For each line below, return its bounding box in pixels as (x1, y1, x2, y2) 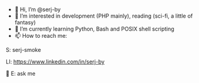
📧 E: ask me (6, 70, 36, 77)
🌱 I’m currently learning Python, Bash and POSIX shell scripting (14, 25, 174, 32)
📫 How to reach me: (14, 32, 68, 39)
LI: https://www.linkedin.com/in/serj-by (6, 58, 105, 65)
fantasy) (14, 19, 36, 26)
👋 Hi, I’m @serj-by (14, 6, 61, 13)
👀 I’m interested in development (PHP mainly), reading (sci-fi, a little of (14, 12, 193, 20)
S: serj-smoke (6, 46, 41, 53)
